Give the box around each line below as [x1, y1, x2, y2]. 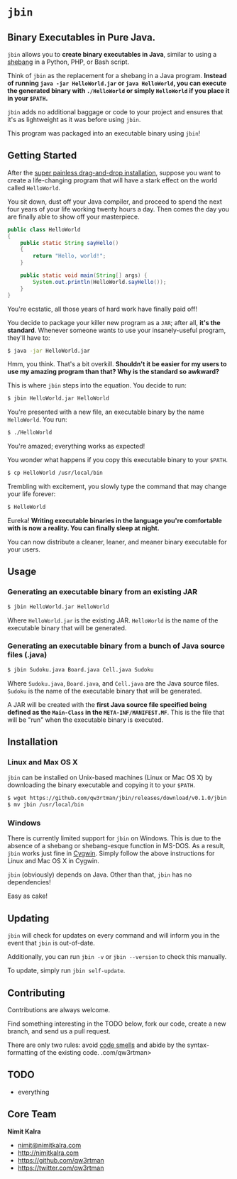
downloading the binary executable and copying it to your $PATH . [7, 781, 195, 789]
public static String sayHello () [20, 239, 119, 246]
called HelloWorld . [7, 183, 61, 192]
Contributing [7, 987, 65, 999]
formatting [7, 1048, 38, 1057]
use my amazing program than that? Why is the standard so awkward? [7, 368, 220, 376]
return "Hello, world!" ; [33, 253, 106, 260]
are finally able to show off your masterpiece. [7, 212, 140, 221]
